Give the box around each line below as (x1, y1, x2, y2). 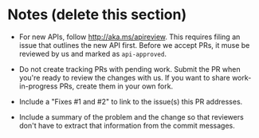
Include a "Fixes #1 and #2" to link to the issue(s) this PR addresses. (18, 97, 243, 106)
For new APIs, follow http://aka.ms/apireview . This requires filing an (18, 32, 241, 41)
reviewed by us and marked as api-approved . (18, 49, 167, 58)
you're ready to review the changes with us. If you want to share (18, 73, 230, 82)
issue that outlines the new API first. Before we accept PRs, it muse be (18, 40, 250, 49)
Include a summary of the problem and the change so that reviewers (18, 112, 244, 121)
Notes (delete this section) (7, 6, 187, 24)
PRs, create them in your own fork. (59, 81, 173, 91)
